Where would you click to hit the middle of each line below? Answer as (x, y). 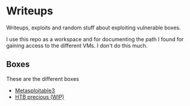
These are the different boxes (43, 78)
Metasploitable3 (35, 90)
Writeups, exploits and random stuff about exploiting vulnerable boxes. (94, 28)
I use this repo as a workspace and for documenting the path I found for (95, 39)
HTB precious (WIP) (40, 96)
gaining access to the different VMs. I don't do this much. (77, 46)
